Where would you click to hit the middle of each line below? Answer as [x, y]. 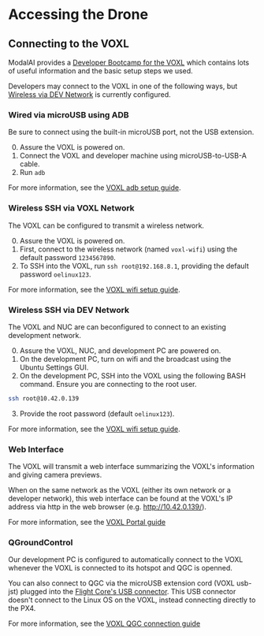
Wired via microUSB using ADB [69, 114]
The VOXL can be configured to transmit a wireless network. [106, 225]
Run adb [32, 173]
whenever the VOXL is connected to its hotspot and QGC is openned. [120, 568]
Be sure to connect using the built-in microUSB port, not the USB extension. [131, 132]
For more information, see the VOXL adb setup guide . [95, 188]
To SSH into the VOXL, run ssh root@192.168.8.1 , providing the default [134, 266]
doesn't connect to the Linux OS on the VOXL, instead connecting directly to [132, 600]
